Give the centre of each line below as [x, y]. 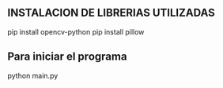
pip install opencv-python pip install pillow [76, 31]
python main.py [33, 75]
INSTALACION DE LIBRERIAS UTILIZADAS [111, 13]
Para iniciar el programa [67, 57]
